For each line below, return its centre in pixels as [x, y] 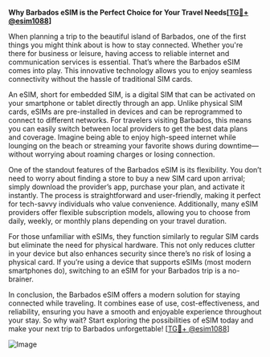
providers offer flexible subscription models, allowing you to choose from [129, 212]
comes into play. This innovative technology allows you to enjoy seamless [131, 71]
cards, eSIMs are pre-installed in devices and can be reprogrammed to [125, 112]
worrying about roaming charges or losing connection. [125, 154]
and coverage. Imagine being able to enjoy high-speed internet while [123, 137]
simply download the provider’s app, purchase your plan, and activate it [127, 187]
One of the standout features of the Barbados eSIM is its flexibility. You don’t [135, 170]
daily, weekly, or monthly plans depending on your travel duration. [118, 221]
